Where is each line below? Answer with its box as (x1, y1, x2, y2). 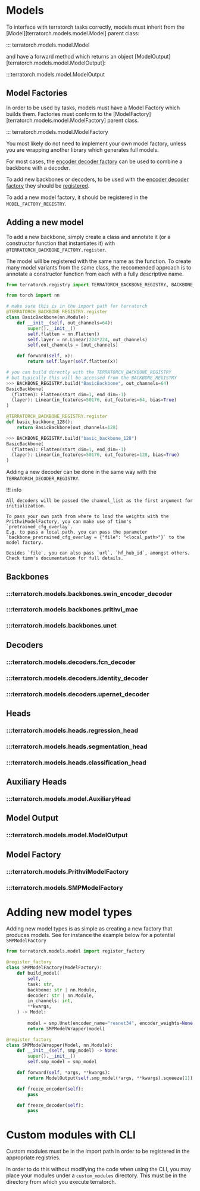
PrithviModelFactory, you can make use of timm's (6, 519, 132, 525)
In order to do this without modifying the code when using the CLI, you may (6, 1166, 192, 1173)
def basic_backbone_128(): (6, 419, 73, 425)
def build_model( (17, 970, 60, 976)
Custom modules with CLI (6, 1128, 136, 1141)
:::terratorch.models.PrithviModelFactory (6, 867, 129, 875)
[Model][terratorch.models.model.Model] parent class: (6, 29, 140, 36)
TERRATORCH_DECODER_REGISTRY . (6, 474, 80, 482)
